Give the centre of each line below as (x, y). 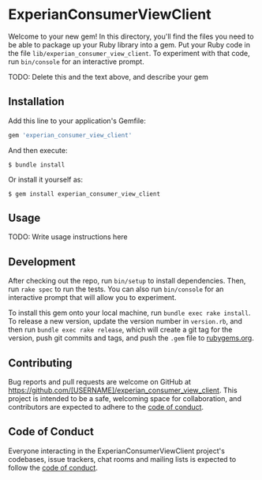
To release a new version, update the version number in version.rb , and (125, 321)
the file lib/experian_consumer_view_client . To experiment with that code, (129, 53)
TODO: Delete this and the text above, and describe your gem (109, 77)
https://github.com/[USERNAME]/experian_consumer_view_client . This (123, 390)
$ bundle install (37, 165)
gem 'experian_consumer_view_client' (70, 135)
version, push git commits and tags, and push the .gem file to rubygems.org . (131, 338)
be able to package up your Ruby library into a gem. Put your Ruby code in (129, 44)
